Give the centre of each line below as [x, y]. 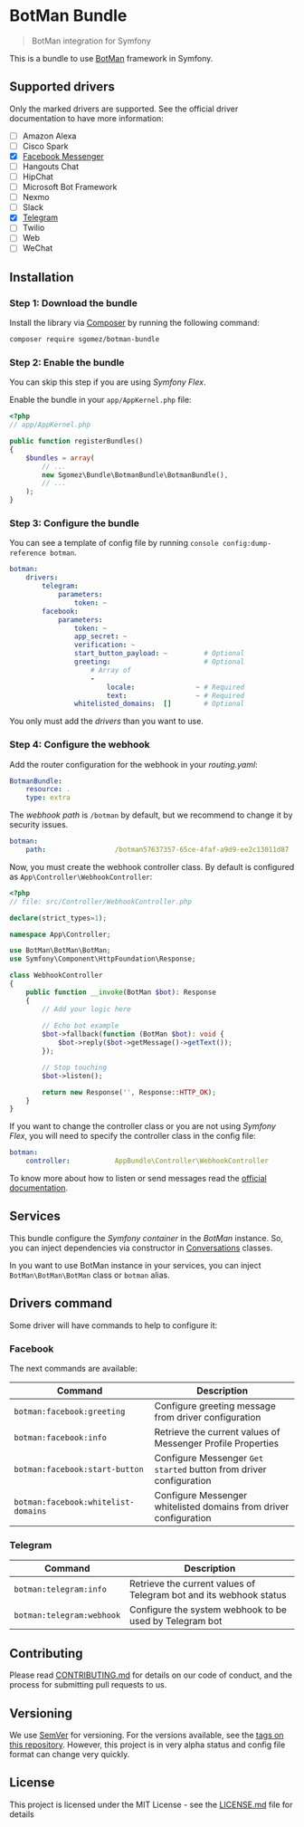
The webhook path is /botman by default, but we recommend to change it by [151, 815]
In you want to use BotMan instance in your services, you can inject [135, 1265]
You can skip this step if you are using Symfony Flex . [108, 382]
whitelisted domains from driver [222, 1507]
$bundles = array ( [60, 458]
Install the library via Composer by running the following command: [134, 323]
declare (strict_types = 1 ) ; [58, 918]
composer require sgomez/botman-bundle [85, 340]
